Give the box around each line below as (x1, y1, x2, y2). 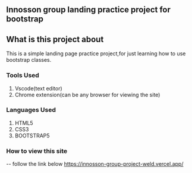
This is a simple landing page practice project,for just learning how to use (6, 50, 186, 57)
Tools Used (6, 71, 40, 80)
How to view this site (6, 147, 67, 155)
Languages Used (6, 106, 56, 114)
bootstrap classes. (6, 56, 52, 64)
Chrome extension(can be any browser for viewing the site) (14, 91, 160, 98)
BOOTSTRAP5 (14, 132, 50, 139)
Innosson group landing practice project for (6, 5, 171, 15)
